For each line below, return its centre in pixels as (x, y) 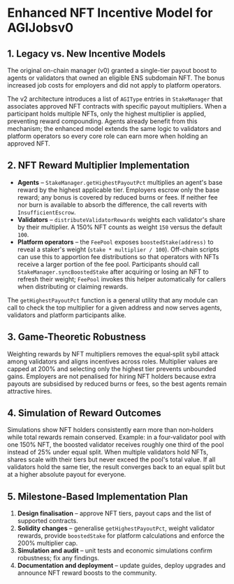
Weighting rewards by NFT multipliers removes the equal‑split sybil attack (114, 354)
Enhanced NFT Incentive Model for (110, 13)
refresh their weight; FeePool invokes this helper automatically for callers (122, 279)
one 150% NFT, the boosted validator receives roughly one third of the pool (116, 445)
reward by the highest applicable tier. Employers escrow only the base (118, 190)
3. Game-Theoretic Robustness (77, 337)
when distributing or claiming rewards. (73, 286)
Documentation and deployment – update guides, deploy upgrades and (121, 566)
